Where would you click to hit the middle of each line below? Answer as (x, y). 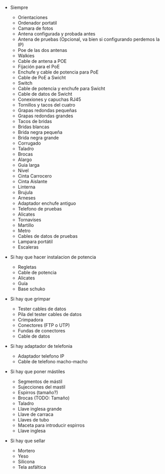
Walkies (26, 56)
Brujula (25, 192)
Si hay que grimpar (30, 299)
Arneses (27, 198)
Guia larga (29, 165)
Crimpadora (30, 320)
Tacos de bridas (35, 121)
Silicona (26, 462)
